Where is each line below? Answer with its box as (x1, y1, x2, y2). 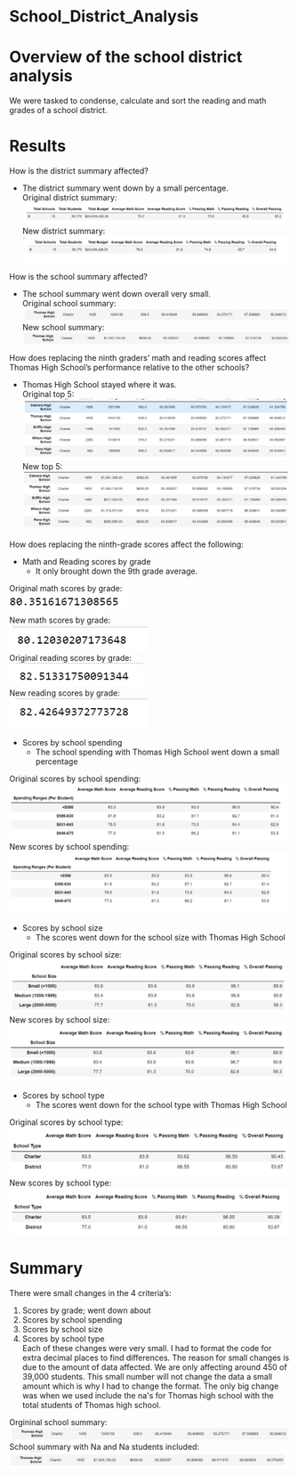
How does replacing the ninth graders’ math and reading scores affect (9, 352, 267, 363)
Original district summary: (21, 192, 117, 203)
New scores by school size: (9, 1015, 110, 1025)
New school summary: (21, 322, 105, 332)
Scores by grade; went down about (21, 1305, 151, 1316)
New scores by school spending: (9, 842, 130, 852)
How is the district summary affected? (9, 166, 149, 176)
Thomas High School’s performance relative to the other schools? (9, 362, 250, 372)
